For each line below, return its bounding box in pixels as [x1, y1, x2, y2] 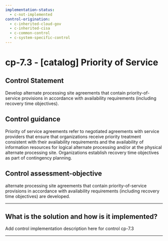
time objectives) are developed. [5, 193, 70, 199]
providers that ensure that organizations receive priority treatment [5, 133, 141, 139]
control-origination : [5, 16, 50, 21]
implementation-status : [5, 7, 55, 12]
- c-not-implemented [9, 12, 52, 17]
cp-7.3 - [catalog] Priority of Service [5, 57, 158, 68]
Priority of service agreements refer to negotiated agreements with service [5, 128, 159, 134]
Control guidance [5, 115, 61, 123]
